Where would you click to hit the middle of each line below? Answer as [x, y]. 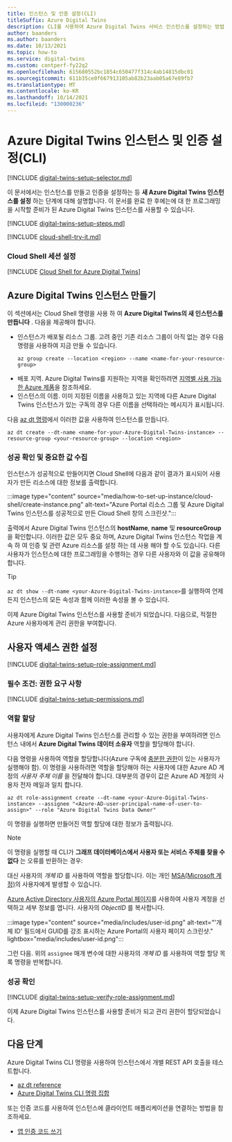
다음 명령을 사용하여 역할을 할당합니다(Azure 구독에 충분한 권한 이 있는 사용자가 [114, 758]
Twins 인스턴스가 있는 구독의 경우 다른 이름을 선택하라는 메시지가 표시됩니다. [121, 405]
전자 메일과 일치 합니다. [51, 784]
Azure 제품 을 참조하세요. [58, 387]
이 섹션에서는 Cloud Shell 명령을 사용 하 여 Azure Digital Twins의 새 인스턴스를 [115, 313]
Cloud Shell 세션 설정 [42, 256]
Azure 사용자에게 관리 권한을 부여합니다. [62, 623]
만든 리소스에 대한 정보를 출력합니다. [69, 482]
